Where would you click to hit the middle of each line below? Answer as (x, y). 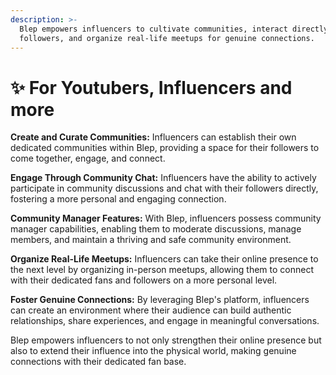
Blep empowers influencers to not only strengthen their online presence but (166, 340)
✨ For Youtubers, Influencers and (151, 87)
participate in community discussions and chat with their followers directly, (164, 188)
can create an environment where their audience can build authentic (151, 310)
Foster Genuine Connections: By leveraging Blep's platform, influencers (160, 300)
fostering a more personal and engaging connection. (118, 199)
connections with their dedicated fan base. (98, 362)
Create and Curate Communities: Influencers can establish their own (153, 137)
